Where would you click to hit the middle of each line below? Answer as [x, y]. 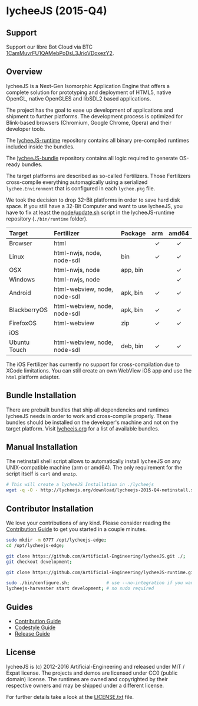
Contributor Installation [50, 509]
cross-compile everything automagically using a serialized [77, 182]
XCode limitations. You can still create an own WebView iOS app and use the [99, 370]
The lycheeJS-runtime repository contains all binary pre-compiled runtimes [98, 140]
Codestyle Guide [35, 627]
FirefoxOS [23, 323]
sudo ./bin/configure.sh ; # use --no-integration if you [95, 583]
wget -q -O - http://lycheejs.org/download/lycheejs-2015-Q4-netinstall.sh [101, 490]
